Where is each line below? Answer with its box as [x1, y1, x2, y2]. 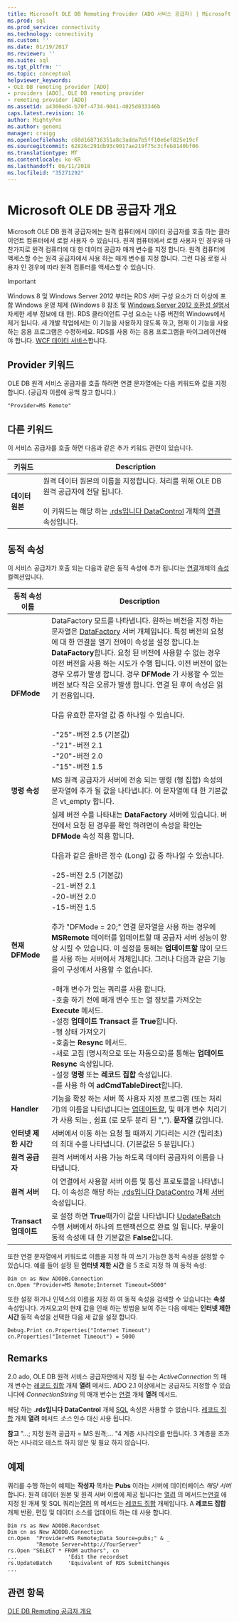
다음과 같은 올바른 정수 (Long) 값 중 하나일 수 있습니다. [51, 851, 224, 860]
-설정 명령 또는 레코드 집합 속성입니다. [51, 1069, 173, 1079]
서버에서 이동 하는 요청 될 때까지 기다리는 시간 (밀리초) [51, 1129, 223, 1138]
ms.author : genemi [7, 122, 62, 130]
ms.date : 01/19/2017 [7, 43, 69, 51]
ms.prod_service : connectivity [7, 23, 100, 31]
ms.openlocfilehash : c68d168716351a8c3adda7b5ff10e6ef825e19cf [7, 136, 199, 143]
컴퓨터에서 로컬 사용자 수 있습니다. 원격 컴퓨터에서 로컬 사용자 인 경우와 [26, 236, 224, 244]
